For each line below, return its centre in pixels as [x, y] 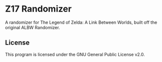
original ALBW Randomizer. [33, 27]
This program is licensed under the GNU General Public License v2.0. [75, 54]
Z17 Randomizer [38, 9]
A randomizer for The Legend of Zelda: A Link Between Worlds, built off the [81, 22]
